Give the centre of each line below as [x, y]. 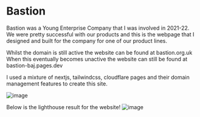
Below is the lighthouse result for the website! [64, 107]
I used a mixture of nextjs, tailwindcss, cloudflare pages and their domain [98, 77]
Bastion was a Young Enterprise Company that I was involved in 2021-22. [98, 28]
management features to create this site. [57, 84]
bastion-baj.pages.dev [35, 65]
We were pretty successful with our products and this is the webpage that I [100, 34]
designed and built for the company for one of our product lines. [87, 41]
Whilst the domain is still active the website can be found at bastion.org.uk [99, 52]
